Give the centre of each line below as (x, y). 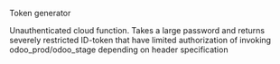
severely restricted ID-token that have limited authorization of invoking (140, 40)
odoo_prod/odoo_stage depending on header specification (119, 50)
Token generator (40, 13)
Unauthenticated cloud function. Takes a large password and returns (137, 30)
